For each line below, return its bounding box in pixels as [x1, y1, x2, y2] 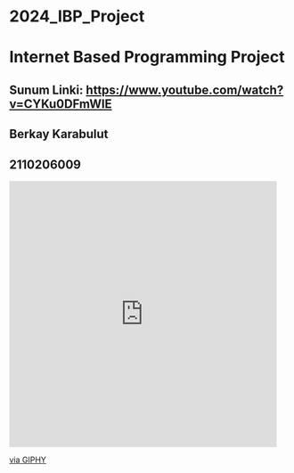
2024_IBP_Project [9, 6, 145, 27]
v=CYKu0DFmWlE [9, 96, 112, 111]
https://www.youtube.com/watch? [86, 82, 284, 97]
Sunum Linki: [9, 82, 84, 97]
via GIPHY [9, 454, 47, 465]
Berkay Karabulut [9, 126, 109, 142]
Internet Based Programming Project [9, 47, 285, 68]
